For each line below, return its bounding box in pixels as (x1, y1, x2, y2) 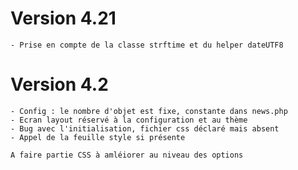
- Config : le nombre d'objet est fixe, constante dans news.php (10, 106, 288, 116)
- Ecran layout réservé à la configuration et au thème (10, 115, 248, 125)
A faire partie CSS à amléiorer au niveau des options (10, 150, 244, 160)
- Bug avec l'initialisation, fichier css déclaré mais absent (10, 123, 280, 134)
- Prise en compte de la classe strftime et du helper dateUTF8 (10, 40, 284, 50)
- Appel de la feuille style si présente (10, 132, 186, 142)
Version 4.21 (10, 7, 117, 30)
